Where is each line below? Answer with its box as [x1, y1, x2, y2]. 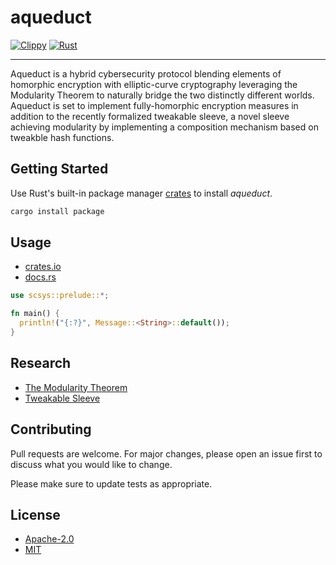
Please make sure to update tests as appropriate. [10, 477, 213, 490]
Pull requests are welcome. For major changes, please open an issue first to [10, 447, 323, 460]
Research [10, 355, 72, 372]
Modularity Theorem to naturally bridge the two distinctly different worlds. [10, 89, 315, 101]
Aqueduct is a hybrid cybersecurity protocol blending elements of [10, 67, 282, 80]
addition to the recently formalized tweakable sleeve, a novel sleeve [10, 110, 290, 122]
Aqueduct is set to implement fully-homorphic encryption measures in [10, 99, 299, 111]
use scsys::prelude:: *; [10, 291, 110, 301]
